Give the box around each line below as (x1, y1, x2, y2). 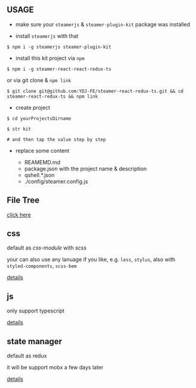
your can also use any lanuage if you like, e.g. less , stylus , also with (7, 256, 176, 263)
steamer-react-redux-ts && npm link (7, 93, 98, 100)
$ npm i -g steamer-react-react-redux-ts (7, 66, 112, 72)
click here (7, 211, 32, 218)
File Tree (7, 195, 40, 206)
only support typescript (7, 307, 65, 314)
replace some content (15, 147, 70, 154)
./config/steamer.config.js (24, 178, 88, 185)
